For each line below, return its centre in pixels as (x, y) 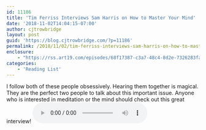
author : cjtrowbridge (34, 29)
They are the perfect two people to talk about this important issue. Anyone (100, 93)
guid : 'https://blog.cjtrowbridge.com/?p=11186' (70, 40)
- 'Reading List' (40, 69)
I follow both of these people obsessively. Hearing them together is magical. (102, 86)
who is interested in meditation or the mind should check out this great (96, 99)
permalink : (20, 47)
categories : (21, 63)
